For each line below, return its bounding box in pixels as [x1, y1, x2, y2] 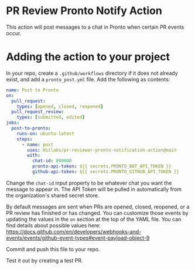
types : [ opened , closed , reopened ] [16, 104, 104, 110]
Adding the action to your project [6, 50, 170, 64]
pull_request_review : [11, 109, 64, 115]
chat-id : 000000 [32, 158, 72, 164]
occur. [6, 29, 22, 36]
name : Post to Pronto [6, 87, 59, 93]
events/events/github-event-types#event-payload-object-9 [6, 234, 150, 241]
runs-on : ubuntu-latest [16, 131, 75, 136]
